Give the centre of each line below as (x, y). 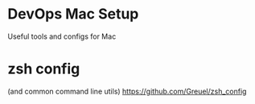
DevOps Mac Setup (73, 14)
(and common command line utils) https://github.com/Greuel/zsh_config (127, 91)
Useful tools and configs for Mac (62, 36)
